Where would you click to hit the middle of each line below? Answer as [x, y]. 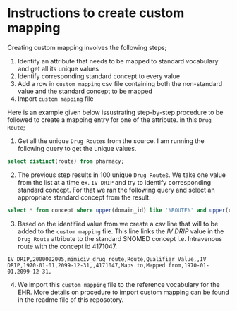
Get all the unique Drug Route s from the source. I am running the [111, 141]
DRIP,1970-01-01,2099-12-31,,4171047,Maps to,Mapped [86, 265]
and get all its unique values [58, 68]
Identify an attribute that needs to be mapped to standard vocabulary [118, 61]
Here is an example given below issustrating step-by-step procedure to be [115, 112]
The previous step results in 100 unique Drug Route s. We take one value [121, 175]
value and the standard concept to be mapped [85, 91]
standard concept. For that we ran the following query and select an [116, 190]
